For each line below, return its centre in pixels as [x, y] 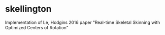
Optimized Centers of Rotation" [37, 27]
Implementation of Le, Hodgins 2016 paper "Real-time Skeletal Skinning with [82, 22]
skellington [28, 9]
